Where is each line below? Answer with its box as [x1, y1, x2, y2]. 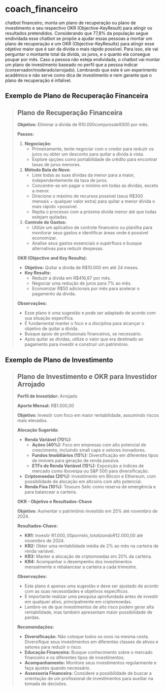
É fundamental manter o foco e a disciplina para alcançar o [24, 321, 144, 327]
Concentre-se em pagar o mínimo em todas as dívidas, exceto [32, 182, 159, 188]
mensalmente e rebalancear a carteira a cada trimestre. [24, 564, 137, 570]
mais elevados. [17, 418, 48, 424]
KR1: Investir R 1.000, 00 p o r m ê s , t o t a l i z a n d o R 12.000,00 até [24, 533, 143, 539]
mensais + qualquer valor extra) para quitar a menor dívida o [32, 198, 155, 204]
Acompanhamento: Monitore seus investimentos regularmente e [24, 660, 157, 666]
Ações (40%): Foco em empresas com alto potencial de [32, 442, 146, 448]
